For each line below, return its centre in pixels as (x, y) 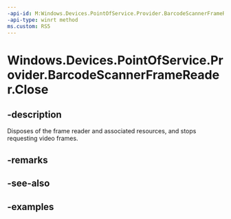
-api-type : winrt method (43, 20)
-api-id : (20, 13)
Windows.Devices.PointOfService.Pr (115, 60)
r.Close (28, 89)
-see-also (29, 184)
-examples (31, 207)
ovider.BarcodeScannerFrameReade (113, 74)
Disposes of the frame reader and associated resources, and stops (102, 131)
